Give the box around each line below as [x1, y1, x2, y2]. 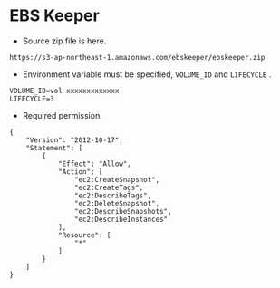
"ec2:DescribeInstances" [73, 215, 169, 224]
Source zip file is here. [22, 35, 107, 46]
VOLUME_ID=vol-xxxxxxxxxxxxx [9, 86, 120, 95]
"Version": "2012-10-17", [25, 135, 124, 145]
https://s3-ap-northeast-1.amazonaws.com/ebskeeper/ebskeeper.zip [9, 53, 266, 62]
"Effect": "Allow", [57, 159, 131, 168]
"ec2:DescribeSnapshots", [73, 206, 172, 216]
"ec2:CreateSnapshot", [73, 175, 160, 184]
